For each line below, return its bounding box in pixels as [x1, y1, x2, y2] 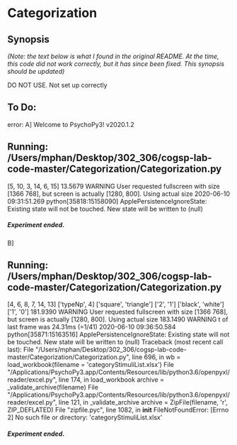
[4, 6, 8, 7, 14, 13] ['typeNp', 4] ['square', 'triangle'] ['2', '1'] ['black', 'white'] [7, 300, 224, 309]
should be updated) [7, 67, 65, 75]
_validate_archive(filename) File [7, 383, 99, 392]
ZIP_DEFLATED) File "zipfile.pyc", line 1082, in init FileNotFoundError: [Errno [7, 406, 229, 414]
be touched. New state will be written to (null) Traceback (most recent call [7, 338, 224, 346]
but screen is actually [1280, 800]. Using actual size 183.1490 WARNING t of [7, 315, 229, 324]
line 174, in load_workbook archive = [59, 375, 165, 384]
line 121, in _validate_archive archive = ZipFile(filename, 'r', [59, 398, 228, 407]
